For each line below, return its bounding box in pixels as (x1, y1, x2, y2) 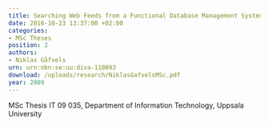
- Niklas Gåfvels (8, 57, 66, 65)
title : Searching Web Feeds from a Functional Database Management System (8, 11, 263, 20)
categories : (8, 26, 48, 34)
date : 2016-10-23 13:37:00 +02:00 (8, 19, 124, 27)
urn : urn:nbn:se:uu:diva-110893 (8, 64, 116, 72)
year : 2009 (8, 78, 45, 86)
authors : (8, 49, 38, 57)
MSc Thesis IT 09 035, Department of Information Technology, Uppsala (8, 100, 244, 110)
